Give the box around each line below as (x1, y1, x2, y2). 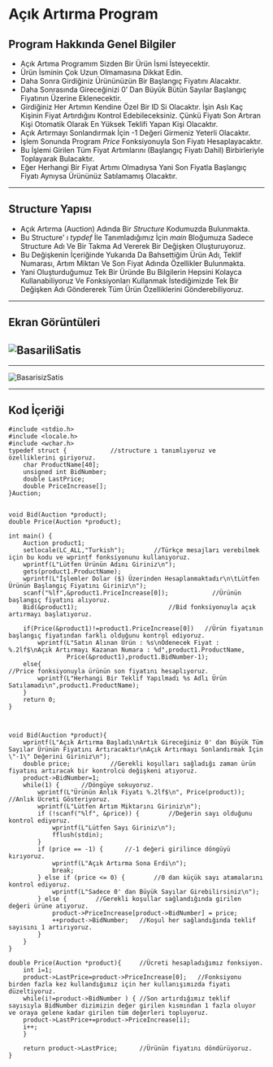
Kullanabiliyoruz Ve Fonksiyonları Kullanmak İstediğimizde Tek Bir (19, 276, 239, 285)
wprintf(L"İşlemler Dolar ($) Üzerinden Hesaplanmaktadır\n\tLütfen (23, 574, 260, 582)
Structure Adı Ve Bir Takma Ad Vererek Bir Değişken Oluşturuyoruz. (19, 241, 246, 250)
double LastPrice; (23, 475, 85, 483)
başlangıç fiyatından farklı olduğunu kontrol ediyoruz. (8, 631, 206, 639)
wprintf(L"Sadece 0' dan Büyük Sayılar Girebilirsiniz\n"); (51, 887, 260, 895)
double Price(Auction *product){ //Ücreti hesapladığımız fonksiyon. (8, 959, 264, 967)
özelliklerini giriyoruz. (8, 453, 96, 462)
